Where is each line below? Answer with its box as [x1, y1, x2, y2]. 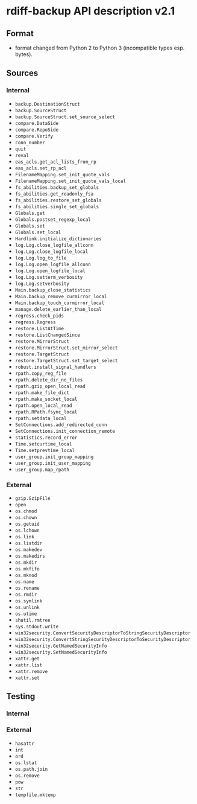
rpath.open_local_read [14, 403, 72, 409]
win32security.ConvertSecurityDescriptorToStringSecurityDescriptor [14, 630, 191, 636]
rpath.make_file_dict [14, 389, 69, 396]
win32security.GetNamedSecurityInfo [14, 643, 107, 649]
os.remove [14, 773, 40, 779]
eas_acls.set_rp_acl [14, 165, 67, 171]
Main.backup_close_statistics [14, 287, 92, 293]
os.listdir [14, 540, 43, 546]
